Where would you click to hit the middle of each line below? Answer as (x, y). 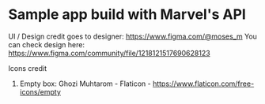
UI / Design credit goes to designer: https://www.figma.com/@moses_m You (132, 36)
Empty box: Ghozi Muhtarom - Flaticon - (85, 84)
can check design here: (47, 44)
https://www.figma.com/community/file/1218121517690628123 (110, 53)
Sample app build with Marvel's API (127, 15)
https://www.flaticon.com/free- (204, 84)
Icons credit (28, 68)
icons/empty (40, 91)
